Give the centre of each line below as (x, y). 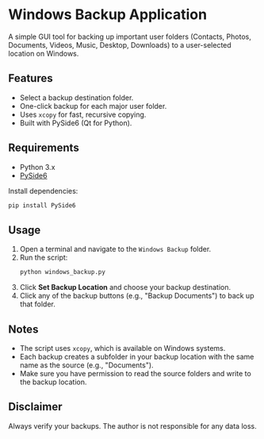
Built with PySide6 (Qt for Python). (76, 123)
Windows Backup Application (108, 15)
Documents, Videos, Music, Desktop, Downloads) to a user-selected (120, 44)
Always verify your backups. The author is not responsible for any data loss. (133, 426)
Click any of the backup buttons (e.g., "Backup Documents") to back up (137, 296)
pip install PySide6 (42, 205)
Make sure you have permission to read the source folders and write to (135, 373)
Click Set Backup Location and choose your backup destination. (125, 287)
